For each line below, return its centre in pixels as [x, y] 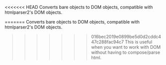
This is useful [139, 42]
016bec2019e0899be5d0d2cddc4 [126, 37]
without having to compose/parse [125, 52]
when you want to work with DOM [126, 47]
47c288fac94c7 [108, 42]
